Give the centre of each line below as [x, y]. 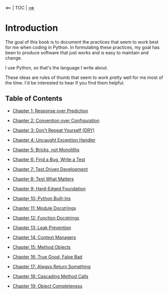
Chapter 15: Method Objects [41, 247]
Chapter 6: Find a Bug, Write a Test [49, 159]
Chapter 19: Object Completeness [48, 286]
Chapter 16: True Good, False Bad [47, 257]
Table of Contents [34, 99]
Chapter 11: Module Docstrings [44, 208]
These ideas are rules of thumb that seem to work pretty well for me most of [84, 77]
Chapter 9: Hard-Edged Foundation [49, 188]
